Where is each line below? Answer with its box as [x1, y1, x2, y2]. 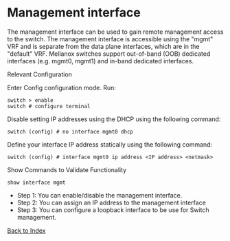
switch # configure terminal [7, 103, 91, 109]
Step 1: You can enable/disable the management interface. [16, 191, 183, 199]
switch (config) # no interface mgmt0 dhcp [7, 128, 134, 135]
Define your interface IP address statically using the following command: [7, 140, 213, 149]
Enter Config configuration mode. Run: [7, 83, 117, 92]
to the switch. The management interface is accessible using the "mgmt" [7, 34, 214, 43]
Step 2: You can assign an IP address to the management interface [16, 198, 206, 207]
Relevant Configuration [7, 70, 72, 78]
